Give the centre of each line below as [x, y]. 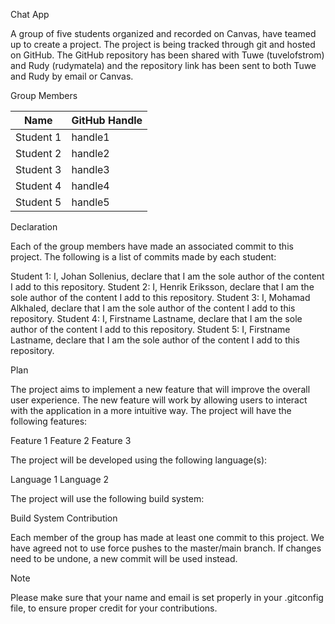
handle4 [90, 186]
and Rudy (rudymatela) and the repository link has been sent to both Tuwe [163, 65]
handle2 [90, 153]
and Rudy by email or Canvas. [72, 76]
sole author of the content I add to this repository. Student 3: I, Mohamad [160, 297]
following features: [49, 421]
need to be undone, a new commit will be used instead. [124, 558]
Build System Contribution [64, 518]
